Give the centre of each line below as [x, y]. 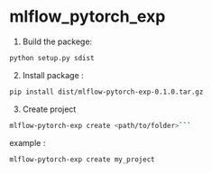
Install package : [53, 75]
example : [28, 142]
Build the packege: [57, 41]
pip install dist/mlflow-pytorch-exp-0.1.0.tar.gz [106, 92]
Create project [49, 109]
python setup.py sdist [52, 58]
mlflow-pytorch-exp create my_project [82, 159]
